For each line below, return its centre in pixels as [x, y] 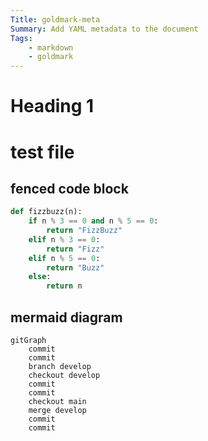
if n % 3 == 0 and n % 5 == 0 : [93, 221]
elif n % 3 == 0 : [64, 239]
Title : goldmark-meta [55, 19]
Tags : [21, 38]
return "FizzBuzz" [84, 231]
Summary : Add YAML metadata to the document [104, 29]
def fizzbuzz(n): [46, 212]
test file [42, 152]
